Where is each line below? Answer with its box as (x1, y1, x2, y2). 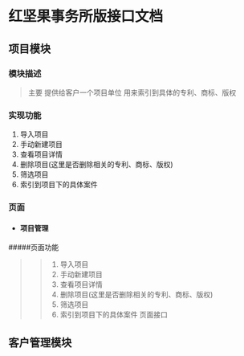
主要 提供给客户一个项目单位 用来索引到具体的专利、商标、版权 (27, 88, 237, 97)
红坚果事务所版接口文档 (8, 7, 164, 26)
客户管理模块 (8, 335, 72, 350)
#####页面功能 (8, 243, 59, 252)
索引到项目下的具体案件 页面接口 (59, 310, 169, 320)
